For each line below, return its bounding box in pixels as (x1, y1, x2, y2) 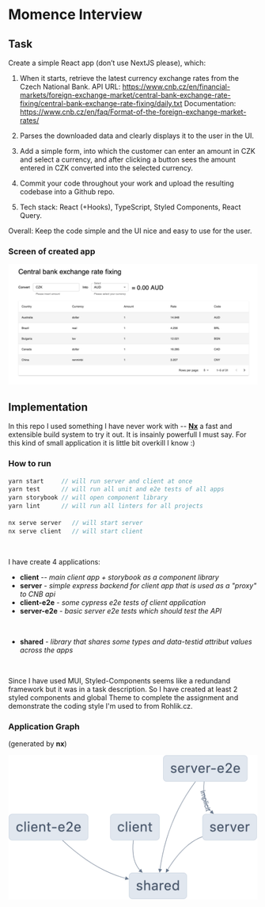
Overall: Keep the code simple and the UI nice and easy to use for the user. (8, 226, 252, 235)
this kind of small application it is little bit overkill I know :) (8, 438, 195, 448)
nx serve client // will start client (8, 527, 144, 535)
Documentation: (184, 99, 237, 108)
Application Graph (8, 721, 81, 732)
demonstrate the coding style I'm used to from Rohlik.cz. (8, 701, 193, 710)
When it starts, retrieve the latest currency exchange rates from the (19, 74, 240, 82)
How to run (8, 458, 51, 469)
